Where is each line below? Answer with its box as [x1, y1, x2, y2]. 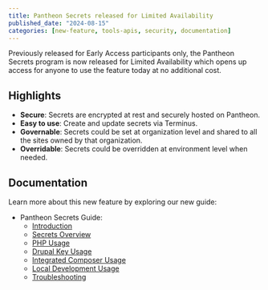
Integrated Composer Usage [31, 256, 127, 264]
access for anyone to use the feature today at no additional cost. [8, 66, 222, 75]
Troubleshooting [31, 272, 87, 281]
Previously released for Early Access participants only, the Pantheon [8, 49, 235, 58]
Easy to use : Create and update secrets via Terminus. [19, 119, 198, 128]
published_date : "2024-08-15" [8, 19, 110, 27]
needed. [19, 153, 48, 163]
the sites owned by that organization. [19, 135, 143, 145]
